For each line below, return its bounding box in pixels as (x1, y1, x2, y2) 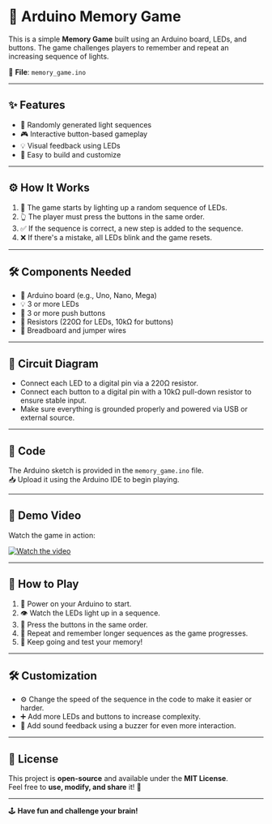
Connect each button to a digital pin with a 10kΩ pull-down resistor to (19, 387, 253, 397)
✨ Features (8, 98, 66, 112)
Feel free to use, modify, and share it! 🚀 (8, 783, 142, 792)
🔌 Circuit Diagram (8, 356, 99, 370)
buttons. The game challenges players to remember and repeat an (8, 42, 229, 52)
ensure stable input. (19, 395, 87, 405)
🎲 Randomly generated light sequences (19, 119, 152, 129)
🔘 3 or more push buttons (19, 308, 106, 318)
